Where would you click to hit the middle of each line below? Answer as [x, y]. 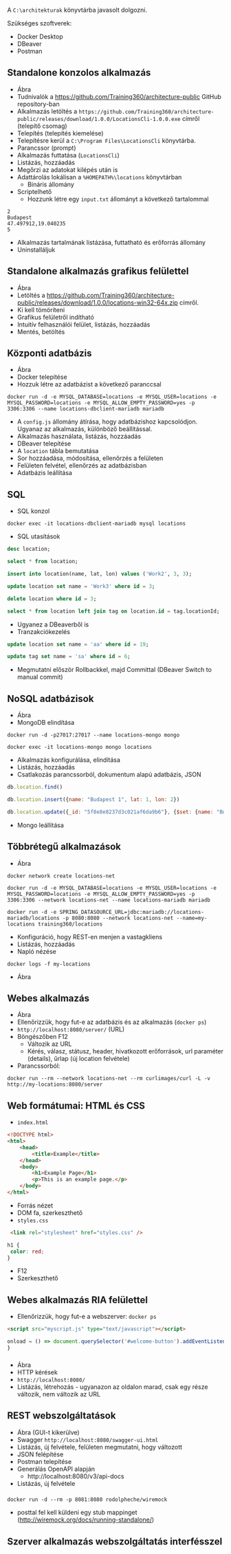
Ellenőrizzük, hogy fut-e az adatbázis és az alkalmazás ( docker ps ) [112, 1022]
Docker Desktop [40, 36]
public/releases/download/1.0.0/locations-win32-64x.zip [98, 303]
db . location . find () [35, 787]
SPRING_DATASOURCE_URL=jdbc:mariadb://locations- [132, 912]
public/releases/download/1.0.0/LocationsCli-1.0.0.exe [99, 119]
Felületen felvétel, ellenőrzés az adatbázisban [82, 466]
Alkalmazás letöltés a [47, 111]
